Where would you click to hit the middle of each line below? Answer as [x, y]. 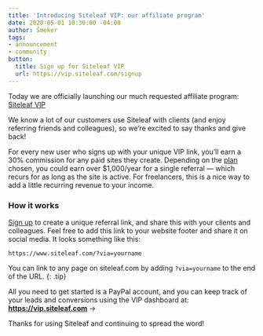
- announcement [33, 45]
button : [21, 60]
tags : [17, 37]
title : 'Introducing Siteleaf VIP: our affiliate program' [107, 15]
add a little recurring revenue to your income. [81, 184]
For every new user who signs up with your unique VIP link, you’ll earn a [125, 152]
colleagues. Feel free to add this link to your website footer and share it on [128, 230]
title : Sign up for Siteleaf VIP [70, 67]
